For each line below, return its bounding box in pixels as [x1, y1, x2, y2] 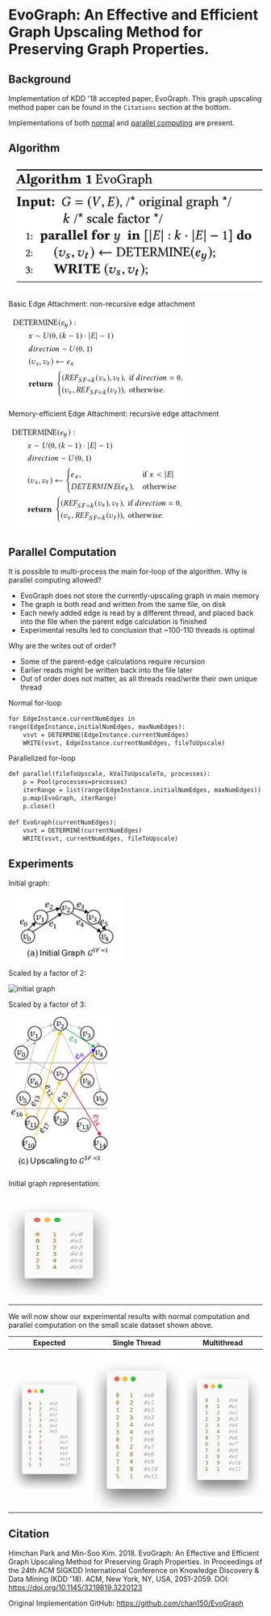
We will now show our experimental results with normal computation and [8, 1311, 250, 1321]
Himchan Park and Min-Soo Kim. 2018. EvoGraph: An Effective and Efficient [8, 1548, 260, 1559]
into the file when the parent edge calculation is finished [19, 617, 207, 626]
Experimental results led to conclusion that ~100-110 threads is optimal [19, 626, 256, 635]
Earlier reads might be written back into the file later [19, 665, 193, 675]
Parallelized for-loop [8, 753, 76, 763]
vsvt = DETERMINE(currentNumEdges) [23, 827, 143, 835]
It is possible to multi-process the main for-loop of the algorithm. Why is [8, 566, 248, 576]
